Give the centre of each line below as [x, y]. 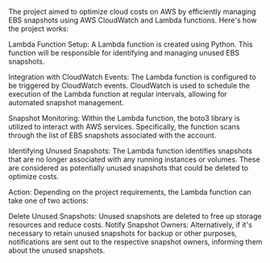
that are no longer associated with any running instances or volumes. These [134, 159]
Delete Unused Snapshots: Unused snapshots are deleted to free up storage [135, 216]
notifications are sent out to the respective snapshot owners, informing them [135, 242]
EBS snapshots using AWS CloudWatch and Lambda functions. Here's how [133, 20]
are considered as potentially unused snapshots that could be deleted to [128, 168]
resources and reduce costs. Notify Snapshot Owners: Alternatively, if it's [130, 225]
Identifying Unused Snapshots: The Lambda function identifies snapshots [130, 151]
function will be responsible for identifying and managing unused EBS [124, 53]
